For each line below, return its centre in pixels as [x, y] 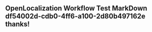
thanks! [18, 24]
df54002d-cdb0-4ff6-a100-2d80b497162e [75, 17]
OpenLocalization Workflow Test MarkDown [76, 8]
